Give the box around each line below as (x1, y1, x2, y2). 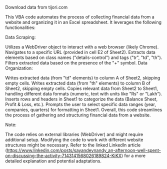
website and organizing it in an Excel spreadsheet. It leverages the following (5, 19, 161, 25)
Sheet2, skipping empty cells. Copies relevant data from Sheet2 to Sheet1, (5, 85, 158, 91)
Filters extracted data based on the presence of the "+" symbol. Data (5, 60, 147, 65)
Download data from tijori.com (5, 4, 68, 10)
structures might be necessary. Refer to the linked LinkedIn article (5, 142, 141, 148)
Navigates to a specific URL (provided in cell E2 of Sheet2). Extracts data (5, 49, 156, 55)
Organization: (5, 65, 33, 71)
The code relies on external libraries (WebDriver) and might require (5, 131, 143, 137)
